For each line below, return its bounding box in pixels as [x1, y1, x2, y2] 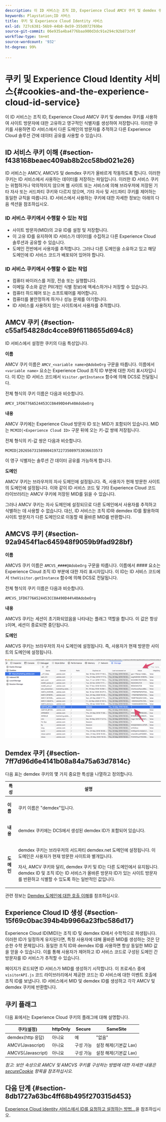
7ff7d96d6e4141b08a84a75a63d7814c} [5, 757, 131, 766]
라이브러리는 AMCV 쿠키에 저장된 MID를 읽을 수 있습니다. [5, 491, 116, 497]
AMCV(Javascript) [7, 1042, 45, 1048]
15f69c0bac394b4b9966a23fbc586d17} [5, 917, 134, 925]
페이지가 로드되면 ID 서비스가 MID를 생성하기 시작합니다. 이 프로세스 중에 [5, 966, 146, 972]
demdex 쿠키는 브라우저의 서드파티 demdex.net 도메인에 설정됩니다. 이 [18, 847, 156, 853]
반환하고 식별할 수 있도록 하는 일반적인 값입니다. [23, 876, 115, 882]
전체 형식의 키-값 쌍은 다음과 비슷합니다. [5, 437, 83, 444]
